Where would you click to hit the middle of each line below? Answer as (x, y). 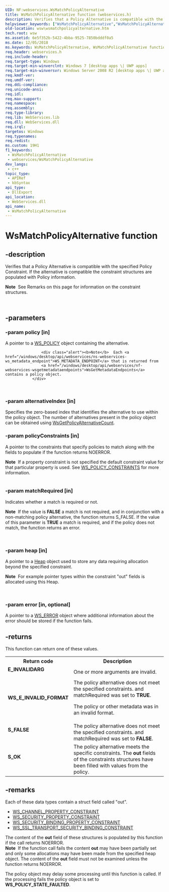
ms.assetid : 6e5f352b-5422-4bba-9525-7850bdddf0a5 (59, 38)
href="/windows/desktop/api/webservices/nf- (95, 365)
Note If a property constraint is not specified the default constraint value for (84, 462)
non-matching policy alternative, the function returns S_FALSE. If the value (82, 517)
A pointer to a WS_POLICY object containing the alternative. (67, 343)
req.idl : (14, 94)
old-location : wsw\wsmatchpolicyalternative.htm (57, 29)
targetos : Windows (24, 131)
